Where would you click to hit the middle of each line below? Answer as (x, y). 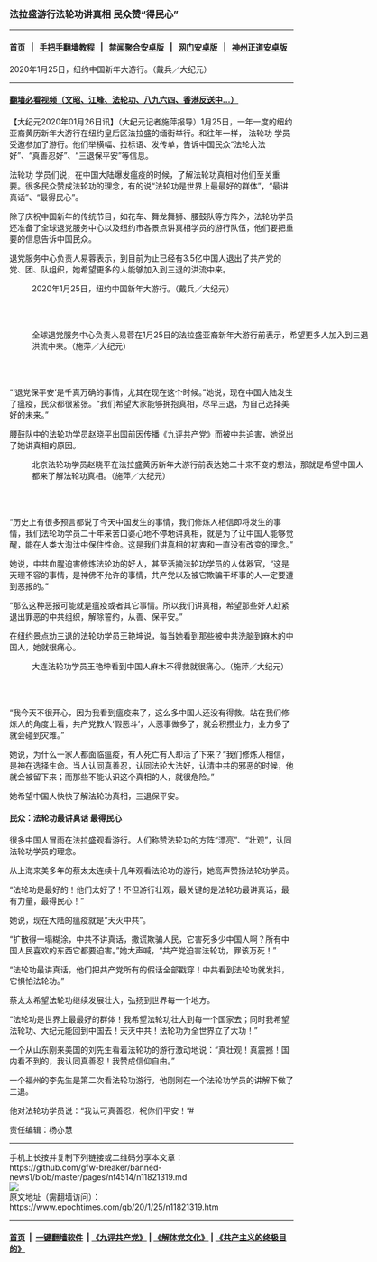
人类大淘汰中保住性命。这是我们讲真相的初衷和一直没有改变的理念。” (167, 544)
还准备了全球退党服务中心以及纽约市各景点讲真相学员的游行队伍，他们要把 (147, 227)
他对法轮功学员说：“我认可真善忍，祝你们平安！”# (102, 1110)
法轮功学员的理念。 (45, 851)
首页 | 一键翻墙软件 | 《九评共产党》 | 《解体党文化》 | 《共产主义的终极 (144, 1237)
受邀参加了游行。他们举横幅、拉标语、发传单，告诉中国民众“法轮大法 (138, 144)
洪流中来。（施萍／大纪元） (81, 345)
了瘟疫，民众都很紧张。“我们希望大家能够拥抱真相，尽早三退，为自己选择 (146, 403)
